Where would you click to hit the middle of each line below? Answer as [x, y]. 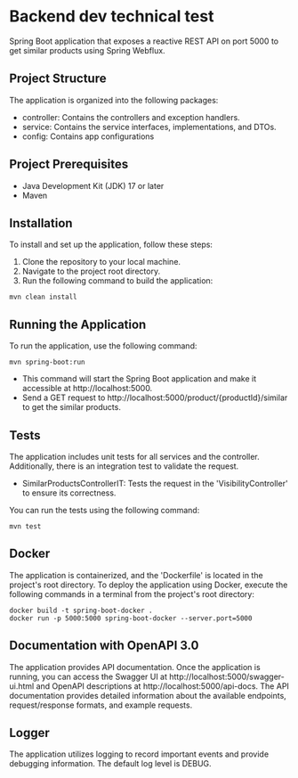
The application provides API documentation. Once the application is [135, 667]
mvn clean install [43, 297]
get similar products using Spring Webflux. [88, 50]
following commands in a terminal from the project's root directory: [132, 594]
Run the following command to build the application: [117, 281]
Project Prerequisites [69, 164]
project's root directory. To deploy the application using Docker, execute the [149, 585]
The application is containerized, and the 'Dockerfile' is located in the [137, 575]
